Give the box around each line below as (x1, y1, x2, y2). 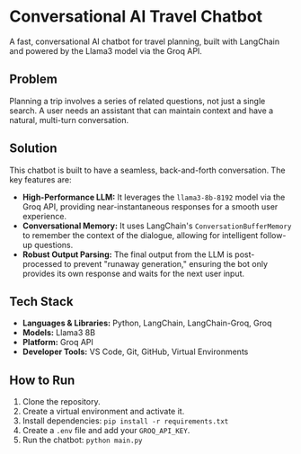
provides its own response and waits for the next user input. (22, 268, 245, 279)
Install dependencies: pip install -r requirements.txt (22, 415, 229, 426)
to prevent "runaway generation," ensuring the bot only (64, 258, 268, 269)
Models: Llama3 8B (22, 327, 96, 338)
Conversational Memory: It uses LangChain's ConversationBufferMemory (22, 220, 292, 231)
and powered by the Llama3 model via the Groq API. (9, 45, 202, 56)
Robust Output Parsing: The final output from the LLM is (22, 249, 234, 260)
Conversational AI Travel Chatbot (9, 6, 263, 27)
